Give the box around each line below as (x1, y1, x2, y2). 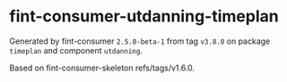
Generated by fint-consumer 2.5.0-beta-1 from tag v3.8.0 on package (9, 36, 271, 46)
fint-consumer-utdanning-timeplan (9, 6, 280, 27)
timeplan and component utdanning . (9, 45, 143, 55)
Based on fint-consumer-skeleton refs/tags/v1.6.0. (9, 62, 196, 73)
